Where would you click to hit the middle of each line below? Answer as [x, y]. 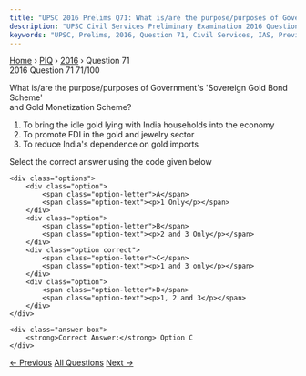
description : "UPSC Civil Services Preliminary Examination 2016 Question [154, 26]
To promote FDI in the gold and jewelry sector [108, 135]
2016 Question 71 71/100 [55, 70]
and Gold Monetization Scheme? [71, 107]
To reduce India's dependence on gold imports [110, 144]
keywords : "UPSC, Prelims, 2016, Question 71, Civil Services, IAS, [142, 35]
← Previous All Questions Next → [71, 363]
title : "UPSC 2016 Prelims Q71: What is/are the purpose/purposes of [144, 18]
